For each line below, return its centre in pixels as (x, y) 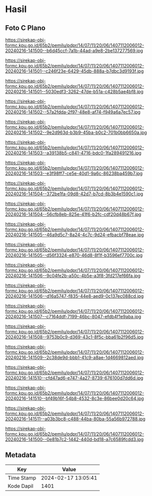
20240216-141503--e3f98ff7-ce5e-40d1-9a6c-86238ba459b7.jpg (74, 173)
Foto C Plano (25, 28)
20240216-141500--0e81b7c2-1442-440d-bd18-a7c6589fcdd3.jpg (74, 439)
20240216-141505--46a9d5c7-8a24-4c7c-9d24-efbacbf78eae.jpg (74, 235)
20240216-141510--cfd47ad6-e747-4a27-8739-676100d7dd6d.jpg (74, 378)
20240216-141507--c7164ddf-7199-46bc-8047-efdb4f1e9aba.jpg (73, 316)
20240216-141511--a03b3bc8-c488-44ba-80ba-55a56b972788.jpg (75, 419)
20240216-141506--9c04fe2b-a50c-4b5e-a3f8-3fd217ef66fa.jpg (73, 276)
